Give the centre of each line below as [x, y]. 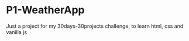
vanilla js [17, 32]
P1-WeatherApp [45, 10]
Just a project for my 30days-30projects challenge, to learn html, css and [95, 26]
